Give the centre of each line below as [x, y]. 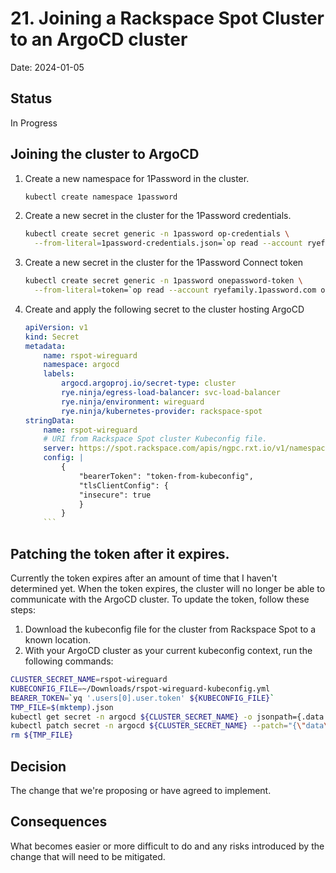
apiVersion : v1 [56, 327]
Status [31, 98]
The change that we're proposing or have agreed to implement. [141, 790]
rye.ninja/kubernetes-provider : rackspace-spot [162, 411]
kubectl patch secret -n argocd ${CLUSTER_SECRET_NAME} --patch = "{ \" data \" [171, 726]
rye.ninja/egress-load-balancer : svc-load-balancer [171, 393]
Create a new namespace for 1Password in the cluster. [137, 178]
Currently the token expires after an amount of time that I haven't [144, 578]
